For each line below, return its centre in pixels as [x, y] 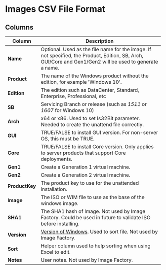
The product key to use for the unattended [90, 183]
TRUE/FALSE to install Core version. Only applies [97, 147]
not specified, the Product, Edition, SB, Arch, [92, 55]
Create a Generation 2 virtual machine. [86, 175]
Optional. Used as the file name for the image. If [96, 49]
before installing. [60, 224]
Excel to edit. [56, 252]
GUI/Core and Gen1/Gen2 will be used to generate [99, 62]
